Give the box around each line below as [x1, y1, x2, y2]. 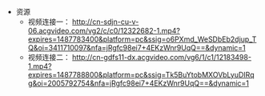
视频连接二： [27, 53, 70, 62]
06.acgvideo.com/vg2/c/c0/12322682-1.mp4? [27, 26, 180, 35]
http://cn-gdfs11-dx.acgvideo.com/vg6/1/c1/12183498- [71, 53, 252, 62]
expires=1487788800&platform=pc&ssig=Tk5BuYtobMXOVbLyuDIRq [27, 70, 255, 79]
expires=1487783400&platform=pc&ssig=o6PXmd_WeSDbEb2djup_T [27, 34, 257, 44]
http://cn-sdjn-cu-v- [71, 17, 139, 26]
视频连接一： [27, 17, 70, 26]
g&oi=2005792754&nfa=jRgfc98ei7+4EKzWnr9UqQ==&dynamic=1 [27, 78, 250, 88]
